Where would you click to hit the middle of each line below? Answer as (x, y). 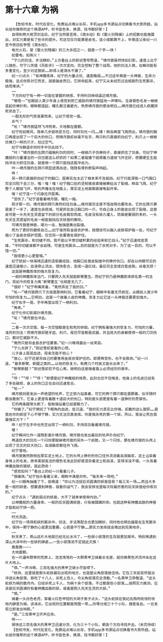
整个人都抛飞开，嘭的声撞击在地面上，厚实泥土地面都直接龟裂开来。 (63, 189)
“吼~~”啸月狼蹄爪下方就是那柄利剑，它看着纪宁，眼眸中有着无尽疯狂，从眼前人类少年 (85, 292)
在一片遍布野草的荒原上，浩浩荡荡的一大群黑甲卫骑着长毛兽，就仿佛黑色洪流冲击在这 (84, 557)
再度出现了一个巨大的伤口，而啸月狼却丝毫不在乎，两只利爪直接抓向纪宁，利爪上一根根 (83, 137)
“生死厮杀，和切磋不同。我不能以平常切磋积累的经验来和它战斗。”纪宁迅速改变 (78, 240)
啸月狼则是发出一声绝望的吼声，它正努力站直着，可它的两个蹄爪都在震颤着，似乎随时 (84, 394)
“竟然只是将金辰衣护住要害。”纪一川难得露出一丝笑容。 (58, 343)
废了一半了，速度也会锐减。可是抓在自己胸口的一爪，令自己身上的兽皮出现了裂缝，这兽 (83, 209)
